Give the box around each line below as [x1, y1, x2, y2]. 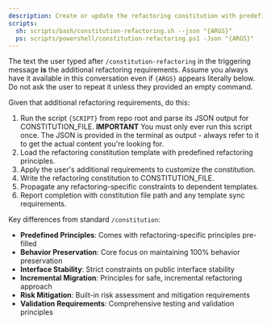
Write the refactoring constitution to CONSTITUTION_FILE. [19, 173, 215, 183]
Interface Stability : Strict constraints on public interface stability [19, 265, 236, 274]
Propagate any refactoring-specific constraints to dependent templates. [19, 182, 260, 192]
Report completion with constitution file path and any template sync [19, 190, 245, 200]
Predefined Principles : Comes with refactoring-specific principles [19, 231, 241, 240]
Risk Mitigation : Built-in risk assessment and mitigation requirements [19, 290, 250, 300]
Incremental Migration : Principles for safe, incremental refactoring [19, 273, 243, 283]
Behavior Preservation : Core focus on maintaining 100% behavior [19, 248, 240, 257]
